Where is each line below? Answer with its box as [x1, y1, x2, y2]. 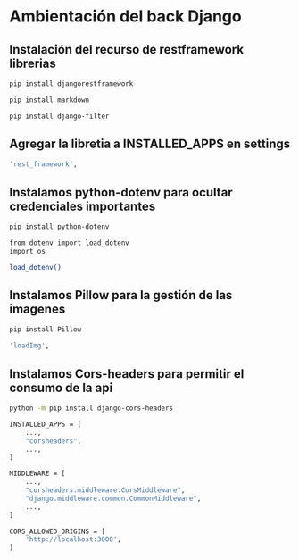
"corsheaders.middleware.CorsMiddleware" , [25, 486, 186, 495]
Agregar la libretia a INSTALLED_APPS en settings [9, 137, 291, 152]
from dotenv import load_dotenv [9, 238, 129, 247]
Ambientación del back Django [9, 6, 243, 27]
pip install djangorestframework [9, 79, 134, 88]
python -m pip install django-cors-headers [9, 404, 174, 413]
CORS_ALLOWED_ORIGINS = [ [9, 527, 105, 536]
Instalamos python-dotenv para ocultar [9, 185, 234, 200]
